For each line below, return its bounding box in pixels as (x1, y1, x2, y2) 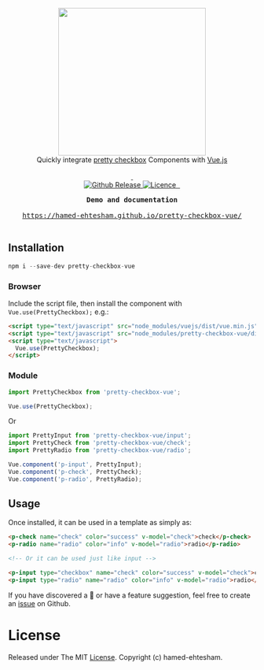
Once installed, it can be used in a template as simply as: (8, 518, 192, 527)
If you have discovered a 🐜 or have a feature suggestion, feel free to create (8, 590, 251, 600)
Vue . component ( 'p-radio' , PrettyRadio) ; (8, 475, 143, 483)
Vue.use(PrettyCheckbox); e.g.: (8, 307, 109, 316)
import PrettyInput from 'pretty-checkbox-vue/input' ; (8, 431, 192, 440)
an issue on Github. (8, 598, 71, 608)
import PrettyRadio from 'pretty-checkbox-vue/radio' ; (8, 446, 192, 454)
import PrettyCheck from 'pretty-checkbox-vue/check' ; (8, 439, 192, 447)
